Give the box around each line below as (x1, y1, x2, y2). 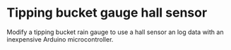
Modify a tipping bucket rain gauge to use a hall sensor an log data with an (6, 28, 224, 36)
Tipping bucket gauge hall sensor (6, 5, 208, 21)
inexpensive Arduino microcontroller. (6, 35, 114, 43)
